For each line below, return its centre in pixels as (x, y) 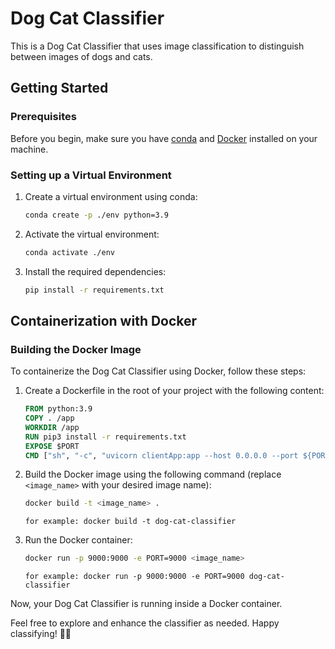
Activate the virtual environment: (92, 234)
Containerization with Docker (104, 320)
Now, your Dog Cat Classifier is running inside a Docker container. (146, 604)
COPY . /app (49, 418)
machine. (29, 149)
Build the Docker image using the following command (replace (153, 474)
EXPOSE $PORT (52, 446)
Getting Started (59, 88)
